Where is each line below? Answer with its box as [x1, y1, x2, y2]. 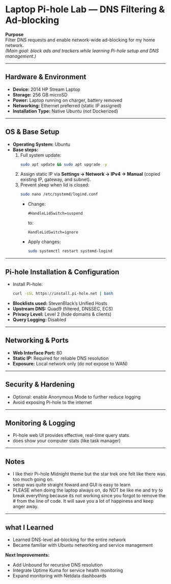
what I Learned [5, 523, 53, 532]
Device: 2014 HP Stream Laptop [12, 86, 80, 92]
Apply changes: [27, 239, 61, 245]
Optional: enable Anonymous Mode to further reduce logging [12, 393, 141, 400]
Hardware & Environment [5, 73, 87, 81]
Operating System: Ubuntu [12, 141, 70, 147]
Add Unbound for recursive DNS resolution [12, 562, 103, 568]
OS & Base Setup [5, 128, 60, 136]
